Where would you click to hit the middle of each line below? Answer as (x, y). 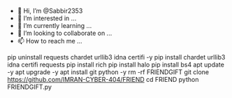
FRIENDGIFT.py (30, 87)
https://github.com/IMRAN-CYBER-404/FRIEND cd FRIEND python (103, 79)
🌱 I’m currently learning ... (55, 26)
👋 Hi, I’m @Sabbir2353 (50, 11)
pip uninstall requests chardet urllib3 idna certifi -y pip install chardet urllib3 (116, 57)
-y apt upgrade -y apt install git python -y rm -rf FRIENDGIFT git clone (108, 72)
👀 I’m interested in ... (47, 18)
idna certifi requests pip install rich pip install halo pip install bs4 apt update (116, 64)
